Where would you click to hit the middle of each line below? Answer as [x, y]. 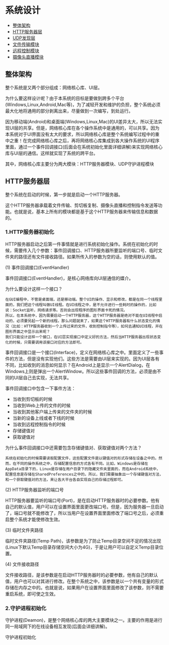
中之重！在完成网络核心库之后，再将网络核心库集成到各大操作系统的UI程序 [82, 140]
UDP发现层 [24, 38]
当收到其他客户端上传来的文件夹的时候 [52, 412]
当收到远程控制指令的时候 [39, 424]
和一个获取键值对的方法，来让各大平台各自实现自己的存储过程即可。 [65, 480]
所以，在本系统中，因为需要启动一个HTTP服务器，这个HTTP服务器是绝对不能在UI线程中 [82, 315]
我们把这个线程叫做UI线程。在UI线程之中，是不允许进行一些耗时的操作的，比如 [87, 305]
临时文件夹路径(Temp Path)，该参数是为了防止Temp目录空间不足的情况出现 [83, 540]
